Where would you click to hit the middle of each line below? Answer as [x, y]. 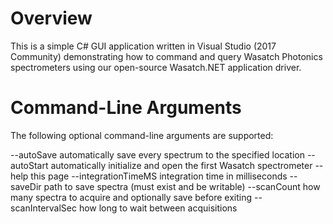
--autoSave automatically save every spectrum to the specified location [157, 154]
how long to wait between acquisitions [158, 208]
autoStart [29, 165]
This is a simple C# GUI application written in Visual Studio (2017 [143, 46]
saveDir [26, 186]
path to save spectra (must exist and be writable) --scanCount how [182, 186]
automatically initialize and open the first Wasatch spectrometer [181, 165]
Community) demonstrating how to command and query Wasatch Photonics [166, 56]
